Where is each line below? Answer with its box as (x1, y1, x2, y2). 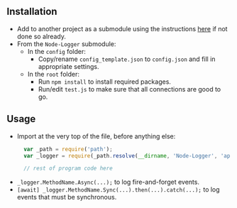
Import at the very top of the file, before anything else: (16, 131, 176, 141)
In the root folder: (27, 70, 79, 78)
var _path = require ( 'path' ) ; (23, 146, 113, 153)
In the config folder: (27, 47, 87, 55)
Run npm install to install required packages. (38, 77, 172, 86)
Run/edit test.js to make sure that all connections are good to (38, 84, 221, 93)
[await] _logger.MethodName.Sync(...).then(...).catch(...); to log (16, 185, 221, 194)
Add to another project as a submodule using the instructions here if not (16, 24, 228, 33)
